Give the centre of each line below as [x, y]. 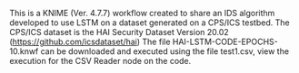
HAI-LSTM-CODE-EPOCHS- [225, 41]
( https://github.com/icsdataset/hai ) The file [90, 41]
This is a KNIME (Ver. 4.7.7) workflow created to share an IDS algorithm [142, 13]
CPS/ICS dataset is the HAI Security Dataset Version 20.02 [119, 32]
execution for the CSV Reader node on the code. [100, 61]
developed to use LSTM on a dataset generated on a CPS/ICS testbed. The [149, 23]
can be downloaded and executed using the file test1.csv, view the [164, 51]
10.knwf [24, 51]
